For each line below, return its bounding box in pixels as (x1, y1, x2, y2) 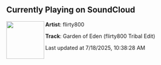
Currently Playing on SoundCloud (6, 5, 136, 15)
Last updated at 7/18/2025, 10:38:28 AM (45, 44, 145, 51)
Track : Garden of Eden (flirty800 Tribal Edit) (45, 32, 156, 40)
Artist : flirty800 (45, 20, 85, 28)
